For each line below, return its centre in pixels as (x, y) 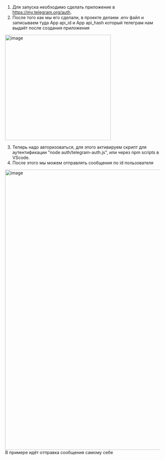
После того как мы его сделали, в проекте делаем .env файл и (78, 17)
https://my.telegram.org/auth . (42, 12)
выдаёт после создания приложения (51, 28)
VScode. (21, 157)
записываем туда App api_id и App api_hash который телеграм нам (82, 23)
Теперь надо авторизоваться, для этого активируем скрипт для (79, 147)
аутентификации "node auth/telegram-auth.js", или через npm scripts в (85, 152)
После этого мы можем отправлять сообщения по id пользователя (83, 163)
